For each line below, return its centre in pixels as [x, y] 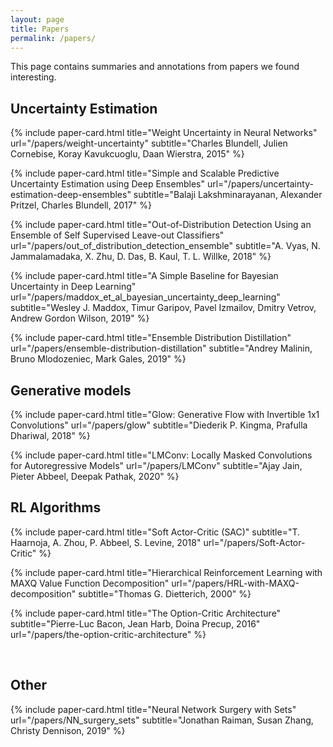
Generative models [71, 390]
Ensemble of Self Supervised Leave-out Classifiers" [117, 235]
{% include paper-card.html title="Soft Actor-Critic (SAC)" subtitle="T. [155, 532]
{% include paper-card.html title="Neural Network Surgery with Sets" [153, 709]
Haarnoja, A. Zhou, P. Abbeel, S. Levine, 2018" [106, 542]
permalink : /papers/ [53, 38]
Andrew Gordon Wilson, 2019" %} [80, 318]
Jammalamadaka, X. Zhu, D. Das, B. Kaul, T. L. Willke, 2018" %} [141, 257]
